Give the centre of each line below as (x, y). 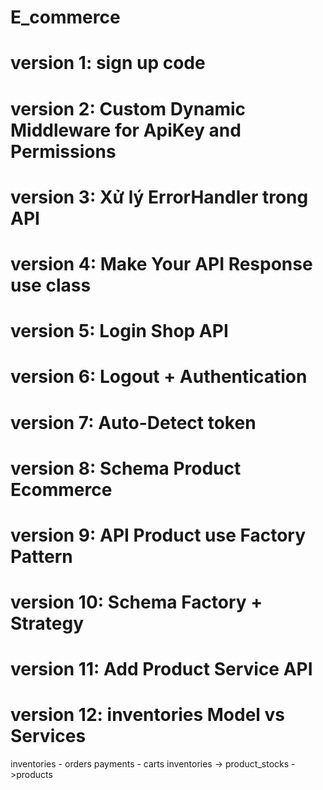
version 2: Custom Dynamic (128, 108)
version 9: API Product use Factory (158, 535)
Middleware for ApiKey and (126, 130)
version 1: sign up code (108, 63)
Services (48, 736)
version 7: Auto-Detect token (133, 422)
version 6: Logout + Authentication (159, 377)
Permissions (63, 151)
